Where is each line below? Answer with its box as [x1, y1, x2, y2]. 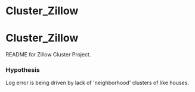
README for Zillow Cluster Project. [5, 51, 91, 58]
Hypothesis [5, 66, 40, 74]
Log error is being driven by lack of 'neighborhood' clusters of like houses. [5, 79, 189, 87]
